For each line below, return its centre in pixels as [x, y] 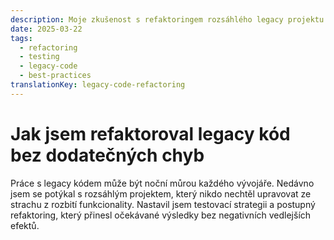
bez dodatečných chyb [107, 155]
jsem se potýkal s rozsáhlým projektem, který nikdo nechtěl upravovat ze [161, 193]
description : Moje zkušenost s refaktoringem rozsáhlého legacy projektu [167, 19]
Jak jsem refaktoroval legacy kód [150, 133]
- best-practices [55, 76]
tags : [21, 38]
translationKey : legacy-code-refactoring [98, 85]
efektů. [25, 225]
